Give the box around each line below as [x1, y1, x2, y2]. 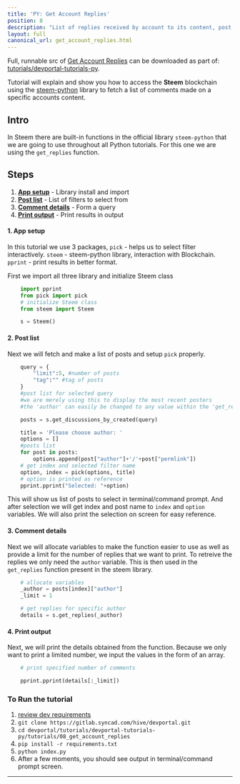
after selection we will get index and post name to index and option [7, 503, 205, 511]
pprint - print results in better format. [7, 258, 118, 266]
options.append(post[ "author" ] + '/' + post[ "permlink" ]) [33, 456, 196, 463]
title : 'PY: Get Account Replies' [7, 10, 111, 18]
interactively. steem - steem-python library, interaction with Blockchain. [7, 250, 216, 258]
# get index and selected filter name [20, 462, 136, 469]
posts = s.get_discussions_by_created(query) [20, 416, 159, 423]
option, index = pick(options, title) [20, 468, 136, 476]
